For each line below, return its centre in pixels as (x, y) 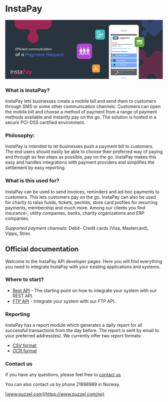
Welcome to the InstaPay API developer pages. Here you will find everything (84, 261)
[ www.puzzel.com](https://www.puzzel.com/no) (55, 394)
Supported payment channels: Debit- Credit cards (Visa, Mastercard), (77, 228)
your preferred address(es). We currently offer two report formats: (73, 336)
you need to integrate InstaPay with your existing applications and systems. (83, 266)
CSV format (24, 346)
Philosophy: (20, 136)
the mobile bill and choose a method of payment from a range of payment (81, 112)
